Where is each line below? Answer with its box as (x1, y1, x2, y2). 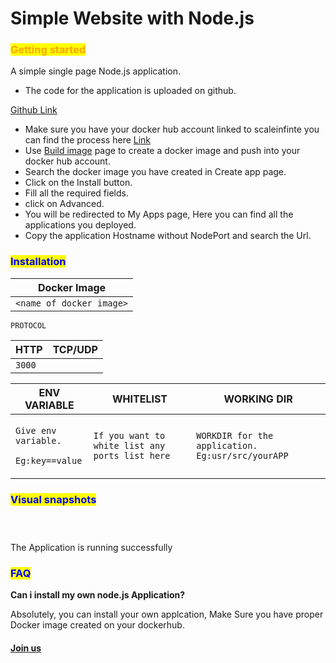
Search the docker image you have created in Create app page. (24, 166, 287, 178)
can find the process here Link (24, 134, 152, 146)
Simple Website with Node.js (10, 7, 255, 30)
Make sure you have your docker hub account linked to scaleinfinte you (24, 123, 320, 136)
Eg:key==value (15, 455, 83, 466)
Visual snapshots (10, 492, 97, 506)
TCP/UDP (52, 342, 98, 356)
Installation (10, 255, 67, 269)
